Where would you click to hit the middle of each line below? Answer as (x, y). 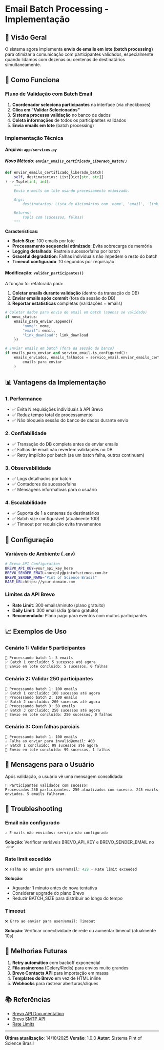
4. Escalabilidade (26, 503)
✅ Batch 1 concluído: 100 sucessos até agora (52, 693)
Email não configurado (32, 822)
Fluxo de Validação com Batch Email (49, 94)
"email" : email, (39, 331)
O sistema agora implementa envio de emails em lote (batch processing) (79, 49)
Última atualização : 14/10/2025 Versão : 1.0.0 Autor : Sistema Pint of (73, 1038)
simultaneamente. (23, 65)
